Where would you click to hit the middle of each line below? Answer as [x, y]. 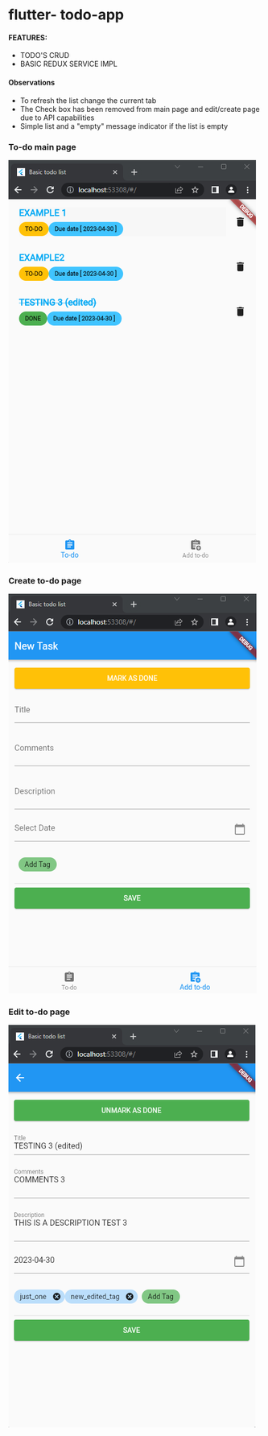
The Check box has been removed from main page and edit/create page [140, 109]
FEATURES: [28, 37]
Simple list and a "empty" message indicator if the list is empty [124, 126]
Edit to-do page [39, 1012]
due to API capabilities [57, 118]
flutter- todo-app [66, 15]
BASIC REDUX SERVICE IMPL [69, 64]
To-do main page [42, 146]
